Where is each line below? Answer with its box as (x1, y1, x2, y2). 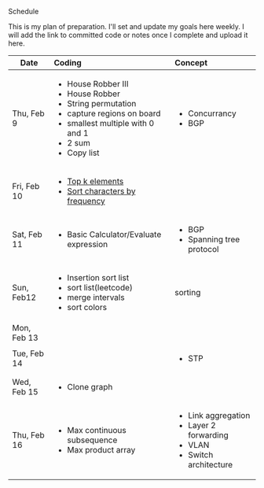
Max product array (67, 445, 136, 455)
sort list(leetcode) (67, 283, 134, 293)
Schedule (8, 7, 39, 16)
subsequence (67, 434, 118, 445)
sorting (174, 287, 201, 298)
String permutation (67, 98, 137, 109)
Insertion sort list (67, 272, 130, 283)
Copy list (67, 147, 100, 158)
